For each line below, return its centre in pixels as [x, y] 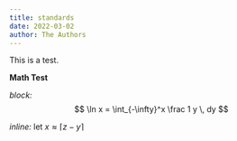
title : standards [42, 18]
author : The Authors [48, 34]
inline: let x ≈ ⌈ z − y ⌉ [46, 127]
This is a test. [34, 61]
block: [21, 95]
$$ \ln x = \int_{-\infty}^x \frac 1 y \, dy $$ [151, 109]
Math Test [28, 78]
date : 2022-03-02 [42, 26]
